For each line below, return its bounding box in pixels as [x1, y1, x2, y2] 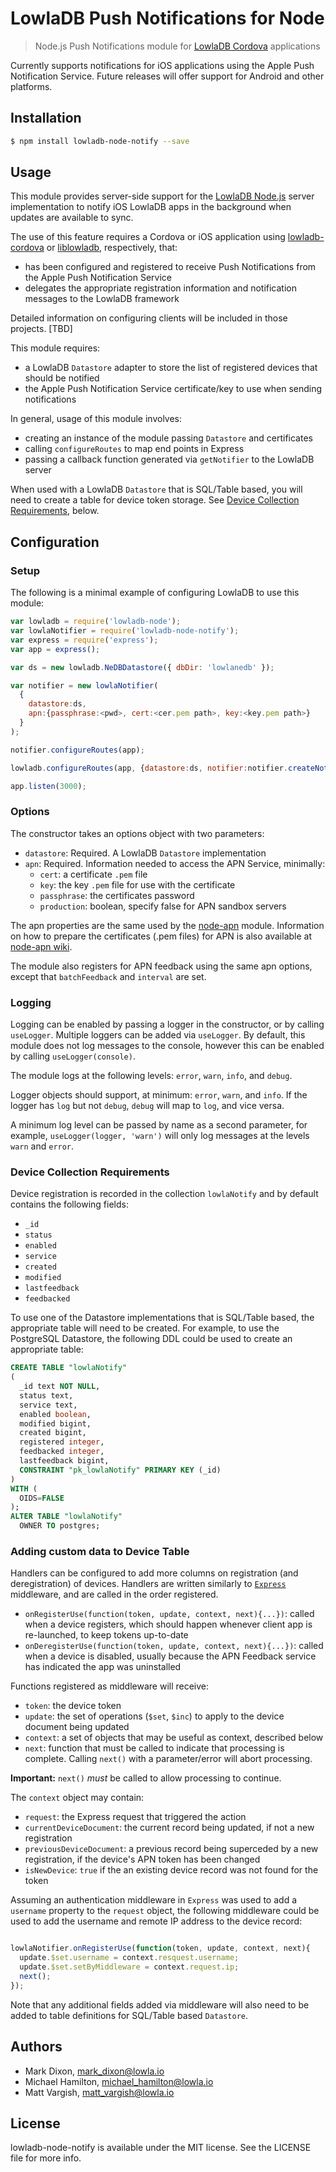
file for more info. [10, 2152, 82, 2164]
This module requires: [10, 342, 101, 354]
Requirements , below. [10, 505, 100, 517]
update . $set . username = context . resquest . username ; [19, 1953, 240, 1963]
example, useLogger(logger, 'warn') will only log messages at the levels [10, 1129, 310, 1141]
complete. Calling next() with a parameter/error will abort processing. [24, 1753, 313, 1765]
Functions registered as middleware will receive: [10, 1680, 210, 1692]
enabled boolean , [19, 1409, 92, 1419]
